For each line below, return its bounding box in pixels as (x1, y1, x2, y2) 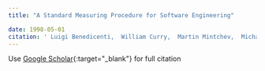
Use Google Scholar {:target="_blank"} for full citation (8, 54, 181, 63)
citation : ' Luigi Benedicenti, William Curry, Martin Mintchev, (8, 33, 235, 41)
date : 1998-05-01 (8, 25, 65, 34)
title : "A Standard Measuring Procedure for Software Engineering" (8, 11, 235, 20)
